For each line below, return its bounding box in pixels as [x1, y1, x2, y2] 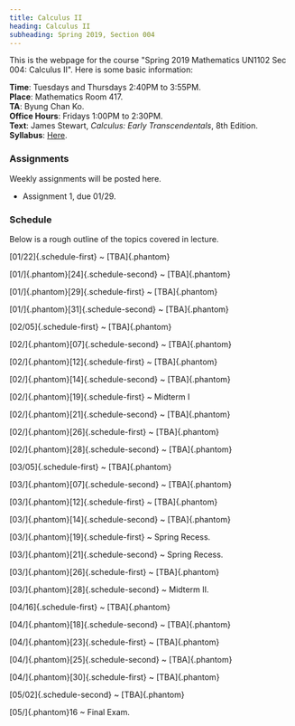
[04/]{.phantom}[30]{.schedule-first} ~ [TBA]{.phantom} [9, 671, 220, 683]
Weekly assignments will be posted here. [9, 173, 162, 184]
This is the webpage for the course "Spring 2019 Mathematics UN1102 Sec [9, 55, 287, 66]
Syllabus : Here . [9, 130, 68, 141]
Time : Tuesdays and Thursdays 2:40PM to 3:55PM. [9, 82, 201, 93]
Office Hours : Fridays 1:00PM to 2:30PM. [9, 110, 163, 122]
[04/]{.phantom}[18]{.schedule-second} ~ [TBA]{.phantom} [9, 618, 232, 629]
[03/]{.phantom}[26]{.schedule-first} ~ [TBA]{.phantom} [9, 566, 219, 577]
